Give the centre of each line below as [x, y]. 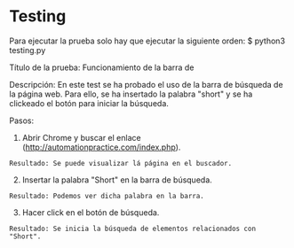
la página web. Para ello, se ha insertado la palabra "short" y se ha [131, 94]
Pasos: [22, 120]
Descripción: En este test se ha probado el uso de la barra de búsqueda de [146, 84]
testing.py [28, 50]
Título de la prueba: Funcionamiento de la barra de [102, 67]
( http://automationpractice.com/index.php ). [101, 147]
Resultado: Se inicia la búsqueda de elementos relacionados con [132, 229]
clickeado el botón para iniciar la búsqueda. [89, 103]
